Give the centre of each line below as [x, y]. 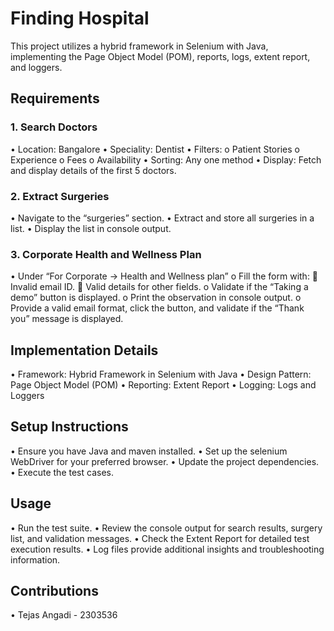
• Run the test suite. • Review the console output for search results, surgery [166, 528]
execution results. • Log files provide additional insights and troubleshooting [167, 549]
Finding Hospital [80, 18]
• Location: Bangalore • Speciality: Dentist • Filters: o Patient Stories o [155, 149]
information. [35, 559]
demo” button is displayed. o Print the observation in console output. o [156, 298]
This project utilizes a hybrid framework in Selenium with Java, [139, 46]
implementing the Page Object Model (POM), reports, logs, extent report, [160, 56]
